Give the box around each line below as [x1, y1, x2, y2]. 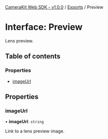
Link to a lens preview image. [5, 128, 65, 134]
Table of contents [5, 52, 60, 61]
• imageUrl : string [5, 119, 44, 125]
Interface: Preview [5, 22, 83, 33]
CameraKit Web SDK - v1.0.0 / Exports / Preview [5, 4, 104, 10]
